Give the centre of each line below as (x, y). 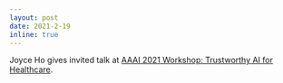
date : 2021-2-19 (40, 26)
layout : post (34, 18)
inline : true (34, 34)
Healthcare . (31, 69)
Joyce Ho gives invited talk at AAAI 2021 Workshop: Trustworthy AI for (141, 60)
